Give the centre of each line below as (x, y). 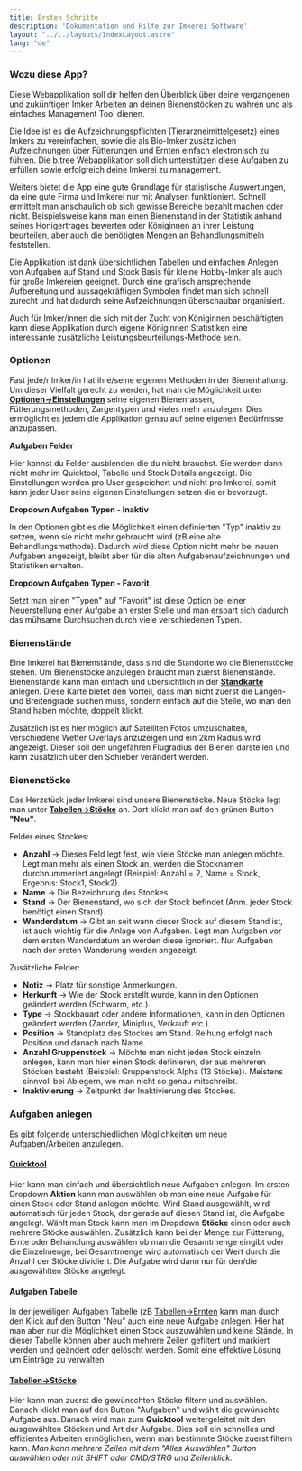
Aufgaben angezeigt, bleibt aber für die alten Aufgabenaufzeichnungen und (150, 556)
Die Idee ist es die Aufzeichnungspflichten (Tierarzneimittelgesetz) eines (144, 131)
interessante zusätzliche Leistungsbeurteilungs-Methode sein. (125, 337)
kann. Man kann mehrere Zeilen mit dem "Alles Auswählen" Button (133, 1448)
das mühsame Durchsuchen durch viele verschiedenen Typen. (125, 619)
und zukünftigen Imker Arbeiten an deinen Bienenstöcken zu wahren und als (151, 104)
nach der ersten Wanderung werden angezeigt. (110, 951)
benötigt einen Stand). (64, 912)
